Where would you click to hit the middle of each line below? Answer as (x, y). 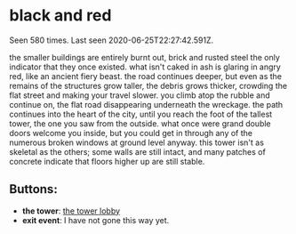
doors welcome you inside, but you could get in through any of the (131, 133)
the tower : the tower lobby (71, 211)
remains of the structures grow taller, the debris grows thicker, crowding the (148, 85)
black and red (60, 16)
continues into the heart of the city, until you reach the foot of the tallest (141, 114)
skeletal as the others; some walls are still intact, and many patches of (138, 151)
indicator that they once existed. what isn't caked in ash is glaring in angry (145, 67)
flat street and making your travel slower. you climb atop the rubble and (140, 95)
